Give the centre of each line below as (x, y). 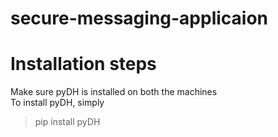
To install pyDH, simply (57, 103)
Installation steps (83, 64)
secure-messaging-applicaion (139, 18)
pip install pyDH (67, 122)
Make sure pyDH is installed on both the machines (114, 92)
